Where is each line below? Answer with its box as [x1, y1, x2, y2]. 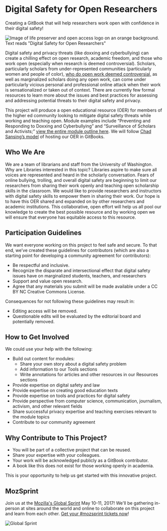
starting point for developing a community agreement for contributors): [5, 253, 151, 259]
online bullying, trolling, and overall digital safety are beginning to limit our [5, 177, 157, 183]
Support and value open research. [12, 278, 83, 284]
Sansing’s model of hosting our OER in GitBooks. [5, 133, 105, 139]
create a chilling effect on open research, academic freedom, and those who [5, 55, 163, 61]
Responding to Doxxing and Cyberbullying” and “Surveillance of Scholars [5, 123, 156, 129]
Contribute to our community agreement [12, 419, 96, 425]
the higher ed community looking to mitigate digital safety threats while [5, 112, 151, 118]
